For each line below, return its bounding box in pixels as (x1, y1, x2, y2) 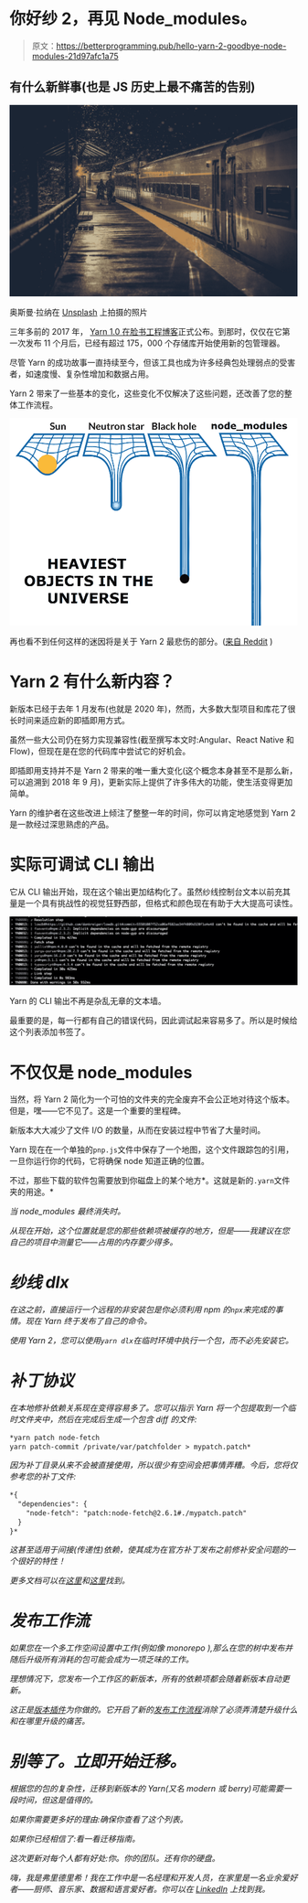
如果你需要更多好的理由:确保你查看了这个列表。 (9, 1814, 189, 1825)
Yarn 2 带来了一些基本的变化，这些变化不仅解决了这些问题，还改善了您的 (9, 388, 285, 399)
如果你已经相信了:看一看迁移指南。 (9, 1834, 141, 1844)
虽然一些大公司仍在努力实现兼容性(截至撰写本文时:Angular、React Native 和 (9, 733, 295, 745)
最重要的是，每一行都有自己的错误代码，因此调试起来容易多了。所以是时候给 (9, 1015, 298, 1026)
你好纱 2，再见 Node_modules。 (9, 8, 257, 29)
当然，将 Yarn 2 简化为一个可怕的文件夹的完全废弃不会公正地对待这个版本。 (9, 1094, 295, 1105)
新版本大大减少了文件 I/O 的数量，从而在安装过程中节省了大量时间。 (9, 1125, 266, 1136)
